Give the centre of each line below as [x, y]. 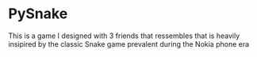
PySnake [38, 14]
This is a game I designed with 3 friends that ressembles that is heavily [124, 36]
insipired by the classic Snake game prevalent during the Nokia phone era [129, 44]
